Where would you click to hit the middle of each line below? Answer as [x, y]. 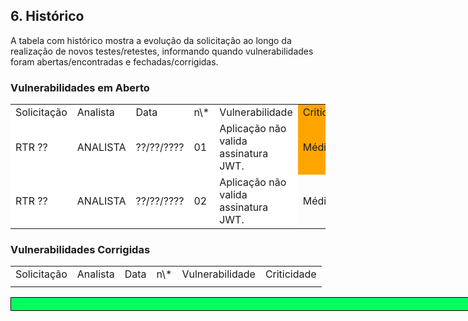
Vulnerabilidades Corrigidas [80, 250]
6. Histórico [47, 16]
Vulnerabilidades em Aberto [80, 87]
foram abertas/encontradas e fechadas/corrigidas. [114, 61]
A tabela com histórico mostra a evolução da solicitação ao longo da [151, 40]
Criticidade [290, 274]
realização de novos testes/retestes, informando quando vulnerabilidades [162, 51]
